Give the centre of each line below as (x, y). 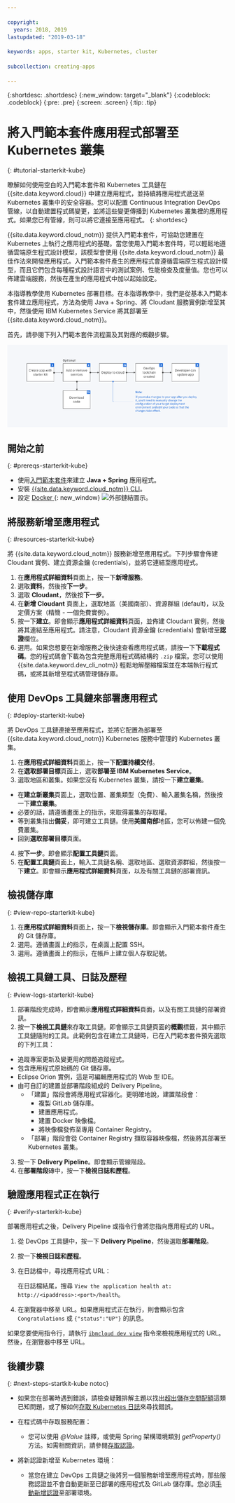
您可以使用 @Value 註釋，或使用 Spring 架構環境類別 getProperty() (124, 1436)
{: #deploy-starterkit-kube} (46, 715)
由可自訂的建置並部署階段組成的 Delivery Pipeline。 (92, 1085)
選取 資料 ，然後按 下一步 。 (54, 586)
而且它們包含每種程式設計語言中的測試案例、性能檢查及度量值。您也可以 (123, 269)
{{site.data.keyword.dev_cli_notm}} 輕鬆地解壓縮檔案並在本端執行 (112, 665)
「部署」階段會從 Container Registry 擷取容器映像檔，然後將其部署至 (127, 1138)
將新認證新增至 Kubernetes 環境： (66, 1460)
